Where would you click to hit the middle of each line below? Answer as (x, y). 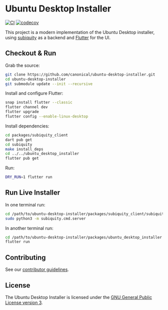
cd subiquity (19, 144)
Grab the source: (22, 65)
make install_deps (24, 149)
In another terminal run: (29, 228)
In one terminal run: (25, 204)
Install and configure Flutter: (34, 93)
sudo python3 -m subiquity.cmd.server (45, 218)
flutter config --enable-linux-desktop (47, 116)
